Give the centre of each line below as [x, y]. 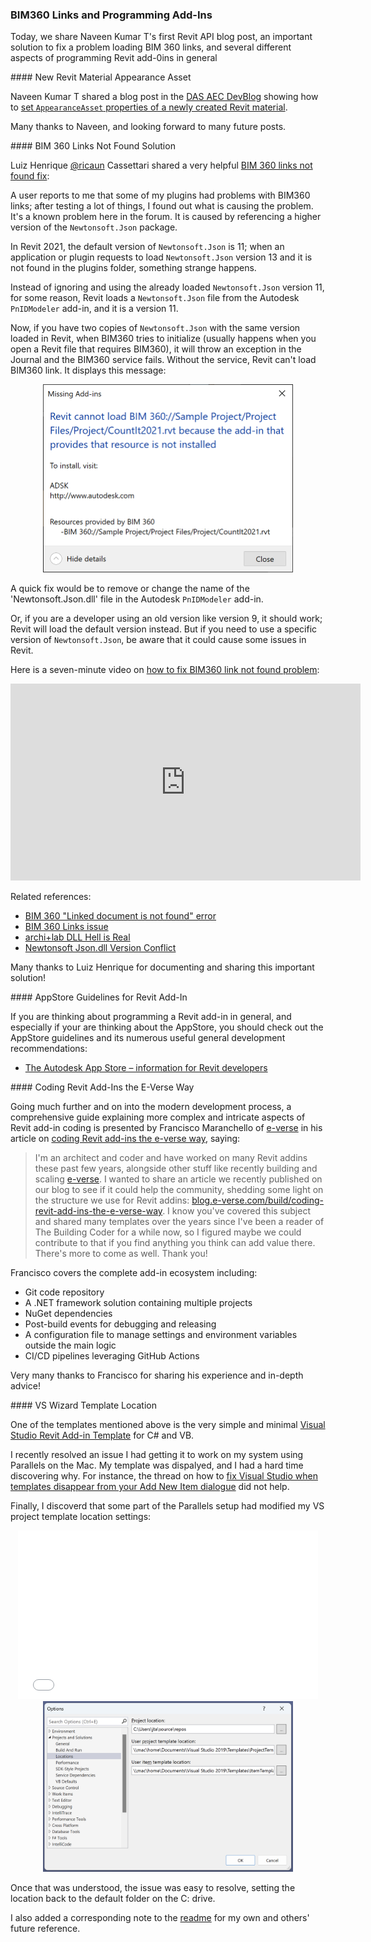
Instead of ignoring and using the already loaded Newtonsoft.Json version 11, [167, 287]
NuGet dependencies [68, 1314]
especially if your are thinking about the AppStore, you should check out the [167, 1027]
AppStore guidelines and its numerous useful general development [148, 1038]
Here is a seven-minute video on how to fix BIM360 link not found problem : [165, 670]
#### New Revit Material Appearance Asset [101, 77]
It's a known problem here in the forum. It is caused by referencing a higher [166, 217]
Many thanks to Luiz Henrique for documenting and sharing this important [162, 967]
